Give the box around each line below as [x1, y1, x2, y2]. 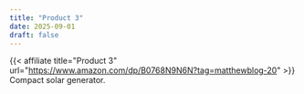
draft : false [9, 30, 59, 39]
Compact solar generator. [9, 75, 106, 86]
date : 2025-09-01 [9, 22, 76, 31]
